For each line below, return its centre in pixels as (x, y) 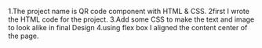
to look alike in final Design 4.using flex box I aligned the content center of (128, 27)
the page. (24, 36)
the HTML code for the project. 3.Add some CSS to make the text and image (131, 19)
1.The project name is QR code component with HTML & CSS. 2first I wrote (129, 11)
